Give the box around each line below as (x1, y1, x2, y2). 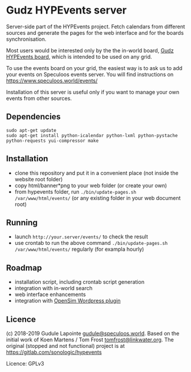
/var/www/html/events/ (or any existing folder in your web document (14, 194, 181, 201)
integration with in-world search (14, 285, 93, 292)
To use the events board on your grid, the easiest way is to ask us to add (6, 64, 183, 71)
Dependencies (6, 112, 61, 122)
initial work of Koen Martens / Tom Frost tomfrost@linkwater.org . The (6, 336, 174, 343)
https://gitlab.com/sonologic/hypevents (6, 348, 102, 356)
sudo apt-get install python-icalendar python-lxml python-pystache (6, 132, 178, 138)
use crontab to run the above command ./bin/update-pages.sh (14, 240, 168, 247)
